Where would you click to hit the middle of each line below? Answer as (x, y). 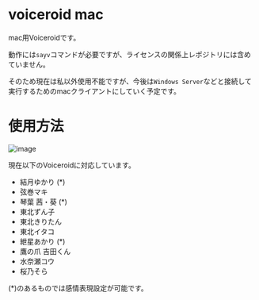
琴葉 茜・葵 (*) (43, 202)
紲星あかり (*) (42, 241)
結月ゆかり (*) (42, 182)
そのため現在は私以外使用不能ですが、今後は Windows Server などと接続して (130, 81)
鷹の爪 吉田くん (45, 251)
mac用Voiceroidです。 (44, 37)
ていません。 (29, 64)
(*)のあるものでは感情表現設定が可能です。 (78, 288)
